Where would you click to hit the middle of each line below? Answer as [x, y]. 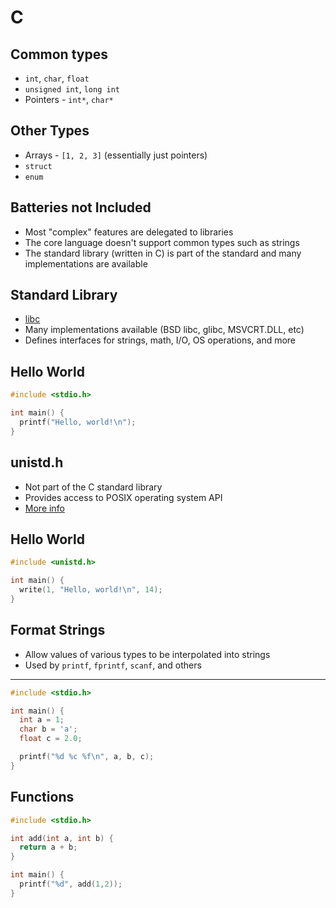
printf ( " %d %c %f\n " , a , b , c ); [87, 757]
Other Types [50, 131]
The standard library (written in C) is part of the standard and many [163, 253]
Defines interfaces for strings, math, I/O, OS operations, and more [160, 340]
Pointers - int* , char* [69, 99]
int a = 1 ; [42, 720]
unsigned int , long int [72, 89]
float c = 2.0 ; [51, 739]
